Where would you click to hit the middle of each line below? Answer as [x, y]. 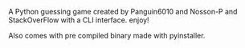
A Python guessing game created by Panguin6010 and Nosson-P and [123, 12]
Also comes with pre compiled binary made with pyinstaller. [107, 36]
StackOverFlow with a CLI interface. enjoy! [79, 20]
